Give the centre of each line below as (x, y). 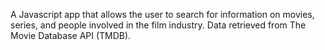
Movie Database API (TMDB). (71, 35)
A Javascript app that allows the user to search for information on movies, (162, 14)
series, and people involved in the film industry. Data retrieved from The (158, 25)
